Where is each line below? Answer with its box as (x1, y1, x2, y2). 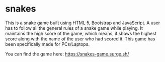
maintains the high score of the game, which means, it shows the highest (5, 30, 157, 36)
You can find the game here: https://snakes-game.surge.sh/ (5, 51, 129, 57)
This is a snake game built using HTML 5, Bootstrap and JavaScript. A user (5, 20, 160, 26)
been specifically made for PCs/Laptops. (5, 41, 90, 47)
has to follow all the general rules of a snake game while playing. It (5, 25, 143, 31)
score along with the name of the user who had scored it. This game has (5, 36, 155, 42)
